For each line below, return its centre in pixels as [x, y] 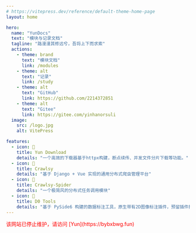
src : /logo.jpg [35, 126]
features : [18, 142]
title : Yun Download [41, 152]
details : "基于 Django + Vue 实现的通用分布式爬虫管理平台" [84, 174]
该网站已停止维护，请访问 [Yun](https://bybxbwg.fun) [70, 224]
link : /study [37, 82]
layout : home [22, 17]
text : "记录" [36, 77]
